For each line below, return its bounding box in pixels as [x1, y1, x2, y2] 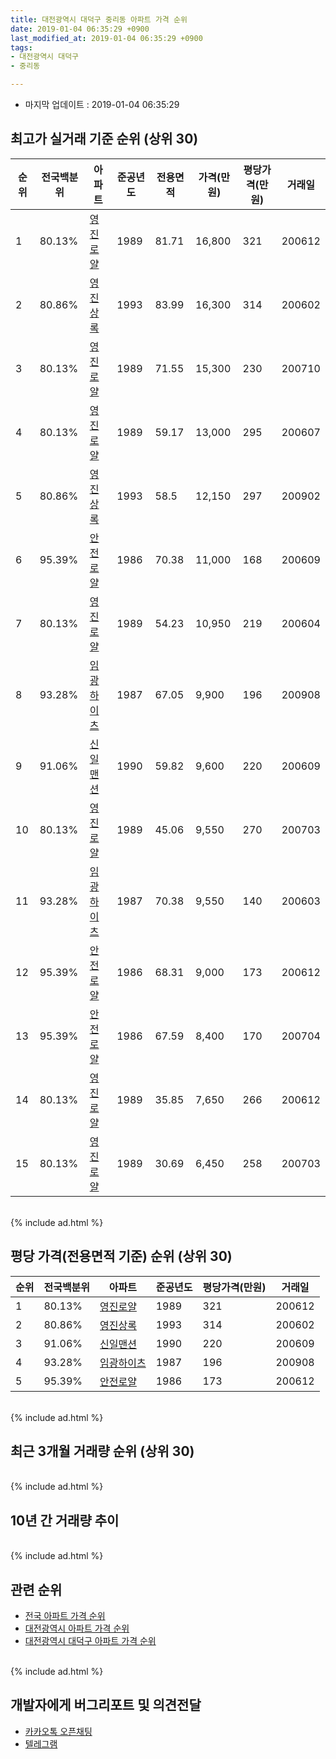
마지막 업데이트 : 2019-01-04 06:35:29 [24, 99, 180, 110]
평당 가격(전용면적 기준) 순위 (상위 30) [10, 1248, 233, 1265]
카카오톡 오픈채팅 [24, 1725, 93, 1737]
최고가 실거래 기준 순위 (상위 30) [10, 131, 199, 148]
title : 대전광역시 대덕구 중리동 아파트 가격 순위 [10, 14, 188, 25]
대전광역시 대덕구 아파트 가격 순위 [24, 1635, 157, 1647]
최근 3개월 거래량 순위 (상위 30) [10, 1443, 195, 1460]
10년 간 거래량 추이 [10, 1512, 120, 1529]
